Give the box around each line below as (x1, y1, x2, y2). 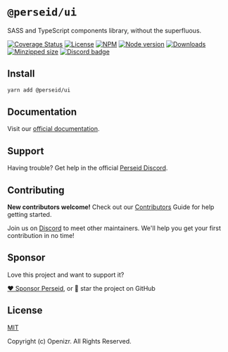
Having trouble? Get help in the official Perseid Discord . (7, 164, 168, 172)
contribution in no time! (7, 232, 75, 240)
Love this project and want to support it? (7, 270, 125, 279)
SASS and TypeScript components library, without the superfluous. (7, 26, 202, 34)
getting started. (7, 210, 52, 219)
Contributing (7, 184, 65, 196)
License (7, 305, 43, 317)
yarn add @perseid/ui (7, 87, 71, 94)
